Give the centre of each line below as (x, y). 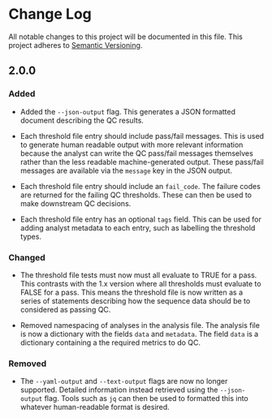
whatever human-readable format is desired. (95, 407)
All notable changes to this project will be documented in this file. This (126, 37)
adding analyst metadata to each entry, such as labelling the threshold (138, 227)
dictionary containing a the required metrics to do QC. (110, 343)
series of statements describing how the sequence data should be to (135, 300)
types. (31, 236)
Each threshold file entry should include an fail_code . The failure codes (140, 186)
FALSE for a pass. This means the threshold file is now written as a (132, 292)
